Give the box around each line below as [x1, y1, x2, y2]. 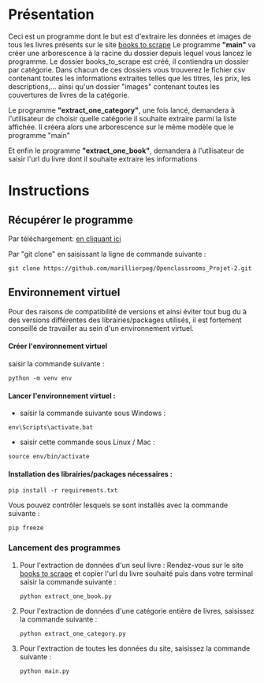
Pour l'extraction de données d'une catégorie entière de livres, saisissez [19, 606, 255, 615]
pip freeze [8, 524, 44, 533]
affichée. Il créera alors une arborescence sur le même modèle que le [8, 122, 235, 132]
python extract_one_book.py [19, 592, 112, 600]
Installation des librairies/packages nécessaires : [8, 469, 173, 478]
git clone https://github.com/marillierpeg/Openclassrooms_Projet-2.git [8, 264, 252, 273]
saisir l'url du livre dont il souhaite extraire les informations [8, 154, 198, 163]
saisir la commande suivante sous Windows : [19, 408, 166, 418]
